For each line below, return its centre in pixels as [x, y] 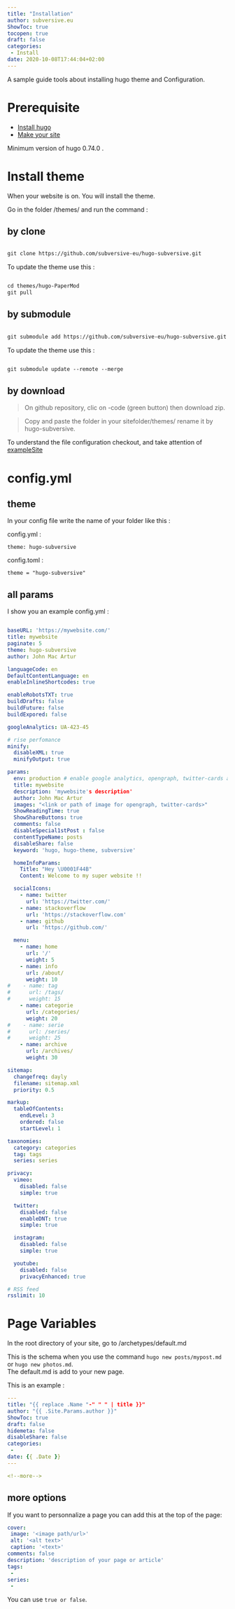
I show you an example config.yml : [58, 611]
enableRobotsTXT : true [40, 695]
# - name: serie [36, 1025]
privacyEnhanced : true [53, 1277]
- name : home [39, 947]
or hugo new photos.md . [40, 1364]
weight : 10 [42, 979]
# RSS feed [23, 1289]
